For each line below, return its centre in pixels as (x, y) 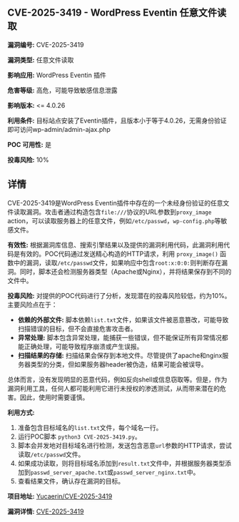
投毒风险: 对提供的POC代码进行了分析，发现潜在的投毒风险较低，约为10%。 (119, 295)
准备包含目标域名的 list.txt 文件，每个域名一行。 (90, 427)
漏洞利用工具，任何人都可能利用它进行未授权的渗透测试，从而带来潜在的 (113, 388)
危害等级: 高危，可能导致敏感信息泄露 (62, 90)
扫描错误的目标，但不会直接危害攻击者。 (77, 328)
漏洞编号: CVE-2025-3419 (46, 44)
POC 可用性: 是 (30, 144)
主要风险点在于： (32, 304)
